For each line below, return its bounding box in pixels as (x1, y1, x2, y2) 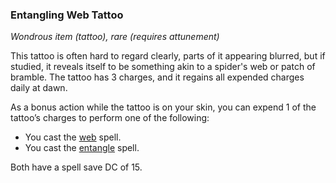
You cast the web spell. (24, 131, 122, 143)
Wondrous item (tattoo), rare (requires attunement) (10, 31, 220, 43)
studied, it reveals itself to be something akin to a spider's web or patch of (10, 61, 316, 73)
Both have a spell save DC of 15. (10, 161, 143, 173)
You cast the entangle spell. (24, 142, 140, 154)
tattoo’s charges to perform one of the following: (10, 112, 210, 124)
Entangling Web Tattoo (10, 8, 124, 22)
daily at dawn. (10, 82, 68, 94)
